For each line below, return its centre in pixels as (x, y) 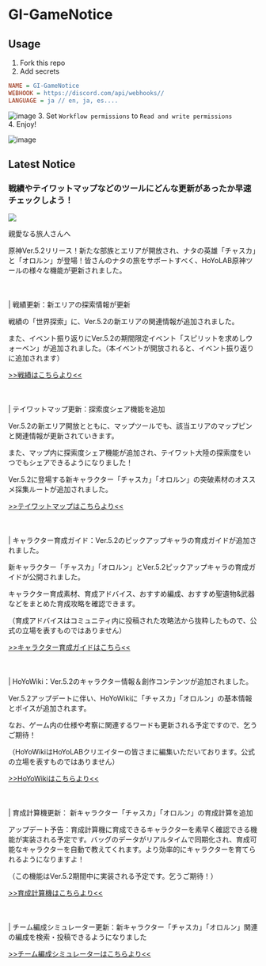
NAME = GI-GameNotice (44, 86)
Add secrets (40, 71)
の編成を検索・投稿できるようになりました (78, 937)
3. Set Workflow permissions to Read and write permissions (135, 116)
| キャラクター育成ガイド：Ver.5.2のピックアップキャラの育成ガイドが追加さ (133, 540)
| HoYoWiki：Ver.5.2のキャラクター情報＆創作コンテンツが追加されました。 (131, 682)
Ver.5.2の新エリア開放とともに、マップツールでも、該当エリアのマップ (123, 426)
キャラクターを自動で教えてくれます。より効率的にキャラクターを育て (135, 850)
